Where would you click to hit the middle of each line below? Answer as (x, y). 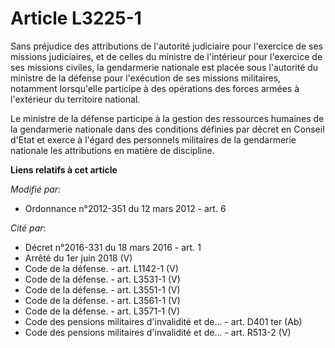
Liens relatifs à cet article (64, 169)
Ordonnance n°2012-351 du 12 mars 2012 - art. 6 (125, 208)
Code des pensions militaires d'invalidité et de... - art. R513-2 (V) (158, 332)
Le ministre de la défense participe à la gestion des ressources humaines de (167, 118)
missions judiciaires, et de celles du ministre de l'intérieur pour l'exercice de (166, 56)
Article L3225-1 (76, 18)
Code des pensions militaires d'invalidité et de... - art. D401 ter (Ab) (163, 321)
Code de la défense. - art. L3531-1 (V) (102, 279)
